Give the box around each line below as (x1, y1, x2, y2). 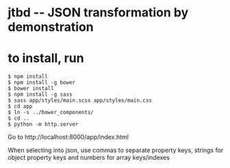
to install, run (8, 51, 84, 66)
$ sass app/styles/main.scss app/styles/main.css (8, 97, 153, 104)
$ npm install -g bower (8, 79, 76, 86)
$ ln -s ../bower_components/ (8, 109, 94, 116)
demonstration (8, 19, 94, 35)
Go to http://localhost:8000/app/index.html (8, 133, 129, 141)
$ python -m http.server (8, 121, 79, 128)
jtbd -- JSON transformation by (8, 5, 189, 20)
